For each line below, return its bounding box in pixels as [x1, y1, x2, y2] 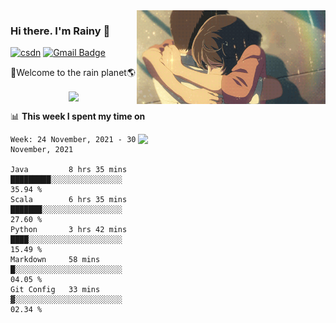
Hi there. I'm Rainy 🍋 [10, 24, 111, 38]
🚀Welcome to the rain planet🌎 [10, 67, 136, 79]
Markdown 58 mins [10, 255, 101, 265]
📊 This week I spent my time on [10, 110, 146, 123]
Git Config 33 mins [10, 285, 101, 295]
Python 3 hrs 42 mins [10, 225, 128, 235]
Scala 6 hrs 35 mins [10, 195, 128, 205]
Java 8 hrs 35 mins [10, 165, 128, 175]
